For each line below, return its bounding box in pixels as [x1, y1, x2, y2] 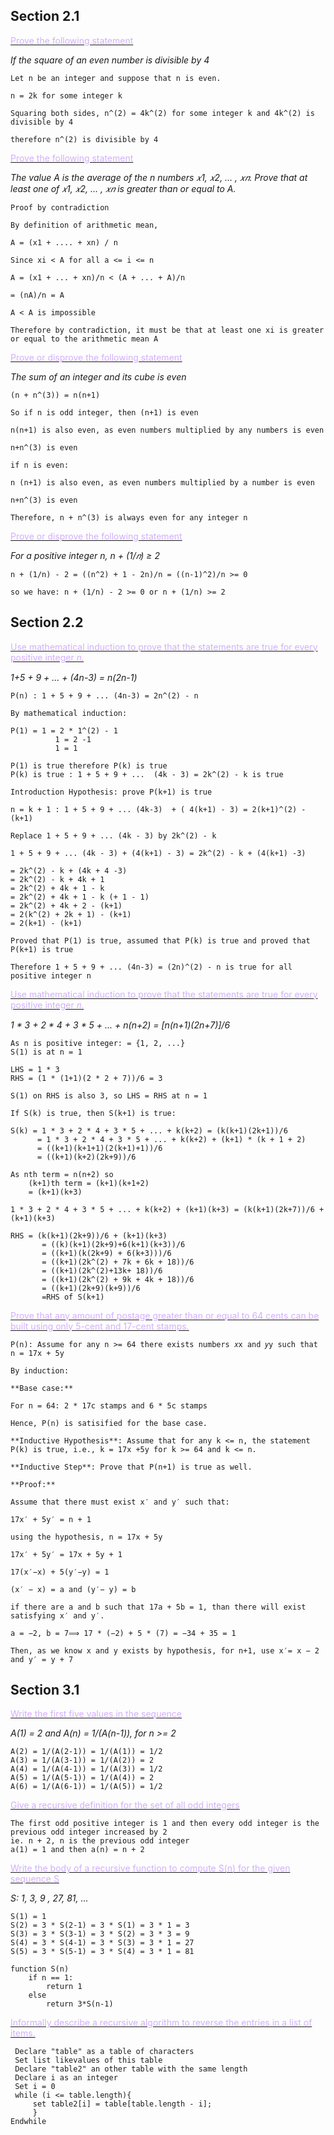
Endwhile [10, 2117, 47, 2127]
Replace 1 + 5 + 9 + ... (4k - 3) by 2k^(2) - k [10, 830, 217, 841]
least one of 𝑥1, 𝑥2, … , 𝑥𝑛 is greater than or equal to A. [10, 182, 237, 194]
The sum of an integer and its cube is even [10, 370, 187, 383]
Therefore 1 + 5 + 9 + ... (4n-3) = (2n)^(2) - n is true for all [10, 962, 293, 972]
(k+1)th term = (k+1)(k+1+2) [28, 1178, 150, 1188]
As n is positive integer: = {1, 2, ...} [10, 1038, 186, 1048]
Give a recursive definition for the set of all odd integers [10, 1799, 240, 1811]
